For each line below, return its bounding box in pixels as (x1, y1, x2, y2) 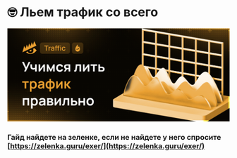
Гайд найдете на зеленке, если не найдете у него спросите (7, 132, 221, 142)
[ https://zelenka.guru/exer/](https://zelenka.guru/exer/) (7, 141, 205, 151)
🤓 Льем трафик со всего (7, 4, 159, 20)
